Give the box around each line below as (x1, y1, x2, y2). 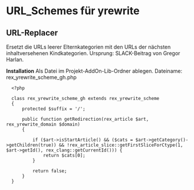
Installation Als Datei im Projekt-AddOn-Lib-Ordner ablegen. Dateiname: (6, 67, 183, 75)
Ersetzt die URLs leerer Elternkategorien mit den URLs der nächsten (6, 43, 171, 50)
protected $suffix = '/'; (21, 106, 86, 112)
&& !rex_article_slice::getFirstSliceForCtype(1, (58, 142, 183, 148)
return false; (32, 168, 67, 174)
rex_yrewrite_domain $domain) (6, 121, 81, 127)
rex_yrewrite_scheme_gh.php (6, 74, 77, 80)
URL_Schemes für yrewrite (6, 4, 140, 18)
